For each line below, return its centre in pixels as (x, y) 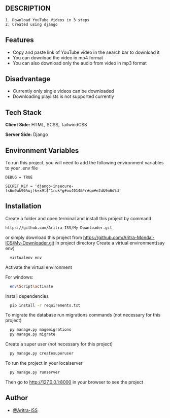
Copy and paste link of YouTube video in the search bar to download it (86, 52)
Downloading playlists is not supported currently (63, 96)
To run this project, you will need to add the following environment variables (84, 163)
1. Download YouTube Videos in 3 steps (47, 20)
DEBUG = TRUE (19, 178)
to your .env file (22, 168)
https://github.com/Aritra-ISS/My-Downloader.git (59, 228)
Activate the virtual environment (39, 267)
